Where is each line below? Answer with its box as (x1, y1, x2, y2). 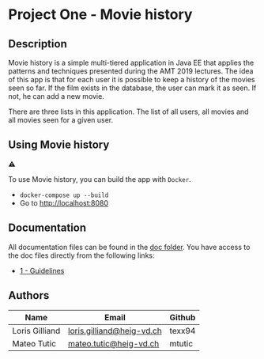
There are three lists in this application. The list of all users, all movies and (8, 107, 249, 116)
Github (169, 312, 196, 323)
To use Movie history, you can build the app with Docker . (8, 174, 191, 183)
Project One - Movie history (8, 6, 193, 24)
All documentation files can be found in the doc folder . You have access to (8, 242, 251, 251)
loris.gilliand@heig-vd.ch (68, 326, 162, 337)
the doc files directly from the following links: (8, 251, 155, 260)
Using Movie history (8, 138, 110, 152)
